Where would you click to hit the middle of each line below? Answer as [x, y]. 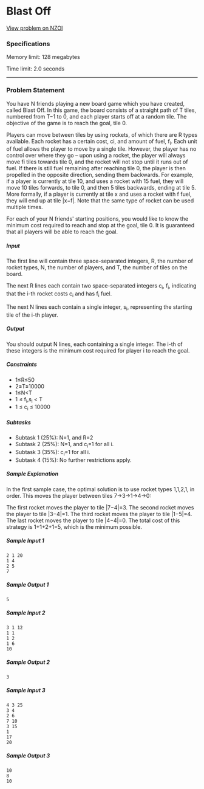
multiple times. [25, 207]
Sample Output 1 [28, 585]
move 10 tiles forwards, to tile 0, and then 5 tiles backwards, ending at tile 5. [101, 188]
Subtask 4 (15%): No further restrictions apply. [73, 460]
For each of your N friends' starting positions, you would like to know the [97, 219]
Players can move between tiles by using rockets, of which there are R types [102, 134]
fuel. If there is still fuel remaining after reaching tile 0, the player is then [96, 168]
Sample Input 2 [26, 613]
